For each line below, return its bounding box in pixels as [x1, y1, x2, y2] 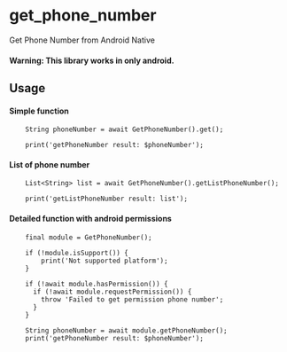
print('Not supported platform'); [41, 256, 168, 265]
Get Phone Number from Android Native [9, 35, 155, 45]
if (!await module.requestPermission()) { [32, 287, 192, 296]
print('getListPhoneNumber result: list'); [25, 194, 189, 204]
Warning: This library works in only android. [9, 55, 175, 66]
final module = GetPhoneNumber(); [25, 232, 152, 242]
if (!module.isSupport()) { [25, 248, 128, 257]
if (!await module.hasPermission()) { [25, 279, 168, 288]
